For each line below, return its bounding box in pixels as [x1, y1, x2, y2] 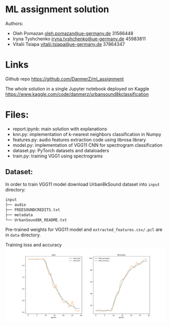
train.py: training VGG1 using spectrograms [12, 153, 103, 159]
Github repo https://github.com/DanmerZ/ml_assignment [5, 75, 124, 82]
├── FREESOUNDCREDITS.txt [5, 207, 60, 212]
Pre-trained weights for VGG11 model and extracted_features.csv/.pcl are [5, 226, 163, 232]
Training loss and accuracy [5, 241, 62, 248]
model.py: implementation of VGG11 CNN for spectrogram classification [12, 142, 163, 148]
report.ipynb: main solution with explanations [12, 126, 107, 132]
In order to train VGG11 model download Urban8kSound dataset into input [5, 181, 160, 187]
